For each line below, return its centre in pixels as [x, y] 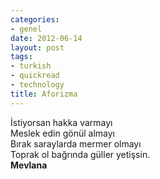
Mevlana [29, 165]
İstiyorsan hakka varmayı [61, 122]
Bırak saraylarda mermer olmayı [76, 143]
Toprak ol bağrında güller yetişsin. [80, 154]
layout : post [37, 47]
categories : [35, 19]
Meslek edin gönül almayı [62, 133]
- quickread [35, 76]
